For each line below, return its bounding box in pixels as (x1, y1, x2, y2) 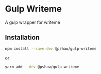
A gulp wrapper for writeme (5, 19, 61, 25)
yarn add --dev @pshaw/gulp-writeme (5, 64, 79, 69)
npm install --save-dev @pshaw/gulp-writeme (5, 46, 97, 51)
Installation (5, 33, 40, 42)
